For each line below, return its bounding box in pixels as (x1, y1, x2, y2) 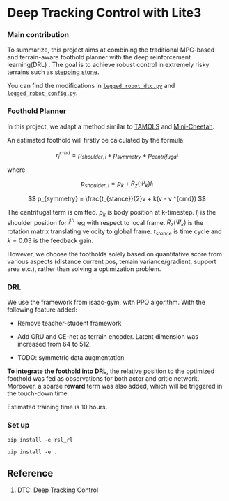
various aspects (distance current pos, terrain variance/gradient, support (7, 257, 217, 266)
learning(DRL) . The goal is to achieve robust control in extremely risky (7, 61, 210, 69)
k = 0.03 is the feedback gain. (7, 236, 94, 245)
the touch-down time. (7, 389, 70, 398)
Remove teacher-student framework (17, 319, 122, 328)
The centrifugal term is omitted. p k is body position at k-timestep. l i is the (7, 208, 216, 218)
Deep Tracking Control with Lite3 (7, 5, 202, 21)
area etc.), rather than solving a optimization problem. (7, 265, 161, 273)
